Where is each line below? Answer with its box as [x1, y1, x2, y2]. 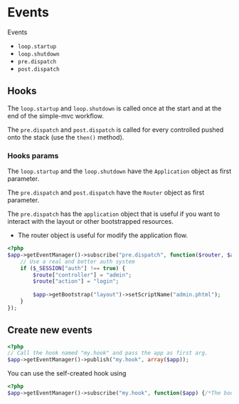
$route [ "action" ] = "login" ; [33, 278, 119, 285]
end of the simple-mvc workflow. [7, 111, 105, 120]
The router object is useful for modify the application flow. [17, 231, 188, 239]
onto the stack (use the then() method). [7, 133, 124, 141]
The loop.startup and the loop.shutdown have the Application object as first [7, 167, 232, 175]
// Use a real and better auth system [20, 258, 135, 265]
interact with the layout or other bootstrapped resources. [7, 217, 174, 226]
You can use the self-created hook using [7, 369, 127, 378]
